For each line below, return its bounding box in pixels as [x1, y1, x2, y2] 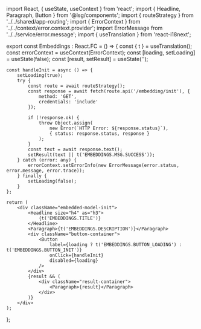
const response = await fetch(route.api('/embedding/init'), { [28, 88, 190, 94]
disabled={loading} [49, 258, 98, 264]
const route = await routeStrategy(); [28, 83, 126, 89]
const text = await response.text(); [28, 146, 123, 152]
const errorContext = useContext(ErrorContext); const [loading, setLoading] [6, 49, 196, 56]
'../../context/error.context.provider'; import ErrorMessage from [6, 24, 163, 31]
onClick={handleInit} [49, 252, 104, 258]
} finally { [17, 173, 47, 179]
